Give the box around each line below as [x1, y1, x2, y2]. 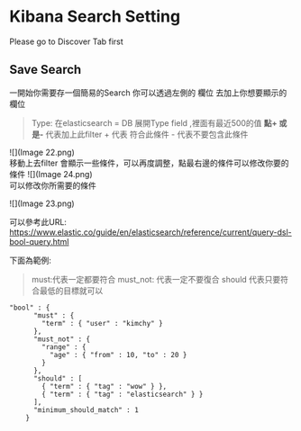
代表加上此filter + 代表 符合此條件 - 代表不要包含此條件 [45, 129, 249, 139]
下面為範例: [9, 255, 52, 265]
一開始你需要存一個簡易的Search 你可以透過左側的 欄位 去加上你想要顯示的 [9, 87, 287, 98]
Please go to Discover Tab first [9, 36, 123, 47]
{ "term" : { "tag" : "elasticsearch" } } [41, 390, 204, 399]
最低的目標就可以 [39, 285, 104, 296]
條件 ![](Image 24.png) [9, 168, 93, 179]
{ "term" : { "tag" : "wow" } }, [41, 382, 168, 391]
